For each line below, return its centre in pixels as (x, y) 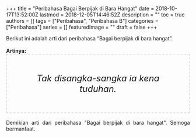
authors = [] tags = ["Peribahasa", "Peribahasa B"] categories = (82, 21)
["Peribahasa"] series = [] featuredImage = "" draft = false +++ (82, 27)
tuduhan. (98, 89)
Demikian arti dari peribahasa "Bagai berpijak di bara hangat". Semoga (98, 123)
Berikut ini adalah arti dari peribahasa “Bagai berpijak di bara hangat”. (90, 38)
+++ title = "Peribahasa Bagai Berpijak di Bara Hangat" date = (80, 8)
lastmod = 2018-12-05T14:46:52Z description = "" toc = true (112, 15)
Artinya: (16, 51)
